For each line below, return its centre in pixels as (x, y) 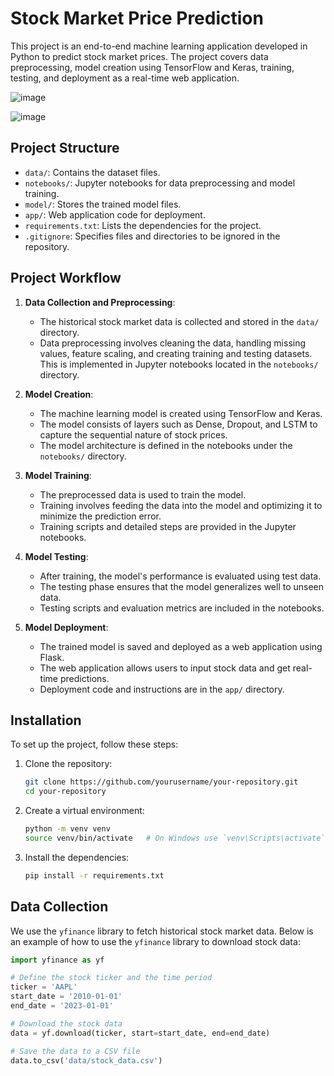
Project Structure (65, 148)
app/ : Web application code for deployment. (115, 214)
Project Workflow (66, 278)
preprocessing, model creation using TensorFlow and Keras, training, (152, 67)
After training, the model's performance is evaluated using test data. (180, 576)
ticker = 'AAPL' (44, 987)
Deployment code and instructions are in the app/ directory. (162, 689)
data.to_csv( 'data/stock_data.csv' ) (86, 1060)
